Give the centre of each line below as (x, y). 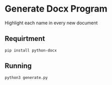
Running (18, 66)
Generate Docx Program (56, 9)
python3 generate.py (26, 77)
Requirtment (25, 39)
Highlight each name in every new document (51, 23)
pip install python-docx (31, 50)
